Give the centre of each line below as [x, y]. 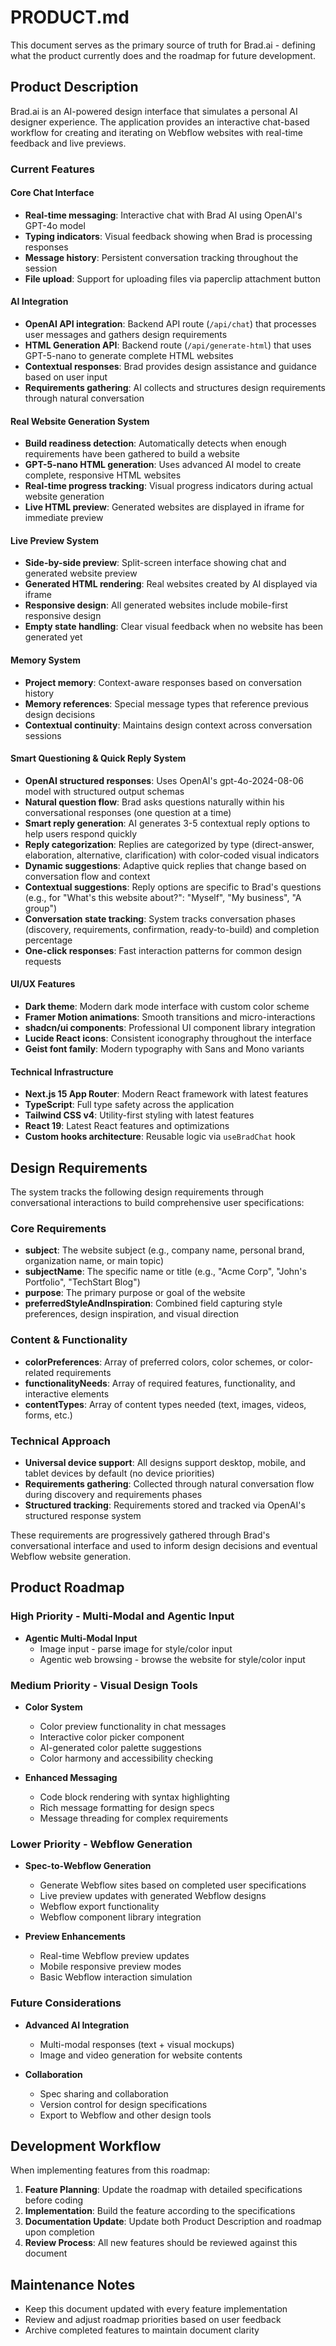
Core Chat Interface [52, 193]
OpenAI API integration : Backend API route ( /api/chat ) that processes [170, 324]
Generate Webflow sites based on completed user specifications [173, 1885]
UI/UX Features [43, 984]
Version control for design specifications [123, 2104]
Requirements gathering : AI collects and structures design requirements [175, 388]
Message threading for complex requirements [134, 1818]
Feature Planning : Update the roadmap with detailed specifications [163, 2190]
